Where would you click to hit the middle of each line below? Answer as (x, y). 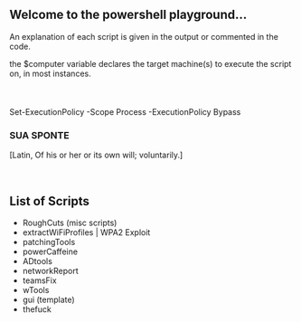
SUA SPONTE (39, 135)
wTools (36, 289)
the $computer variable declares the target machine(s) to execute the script (150, 63)
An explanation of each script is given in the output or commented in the (144, 36)
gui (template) (48, 299)
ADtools (37, 260)
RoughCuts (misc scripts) (70, 223)
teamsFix (39, 280)
